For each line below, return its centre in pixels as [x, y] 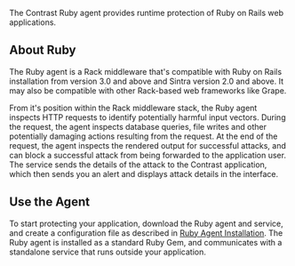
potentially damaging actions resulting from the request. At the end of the [144, 136]
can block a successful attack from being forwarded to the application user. [148, 155]
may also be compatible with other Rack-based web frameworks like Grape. [148, 90]
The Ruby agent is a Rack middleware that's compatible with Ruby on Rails [146, 71]
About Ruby [43, 50]
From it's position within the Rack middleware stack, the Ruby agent [133, 108]
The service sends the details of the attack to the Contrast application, [138, 165]
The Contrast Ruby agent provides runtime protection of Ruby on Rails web [147, 13]
